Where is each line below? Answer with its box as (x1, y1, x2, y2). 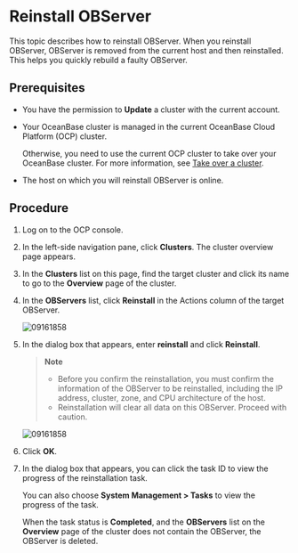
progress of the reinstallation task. (21, 472, 149, 483)
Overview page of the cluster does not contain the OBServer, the (21, 525, 262, 536)
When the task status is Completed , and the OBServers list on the (21, 516, 265, 527)
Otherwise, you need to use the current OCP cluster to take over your (21, 148, 277, 159)
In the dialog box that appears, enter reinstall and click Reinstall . (21, 338, 261, 349)
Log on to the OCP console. (21, 224, 124, 235)
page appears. (21, 251, 76, 262)
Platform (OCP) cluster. (21, 131, 108, 142)
